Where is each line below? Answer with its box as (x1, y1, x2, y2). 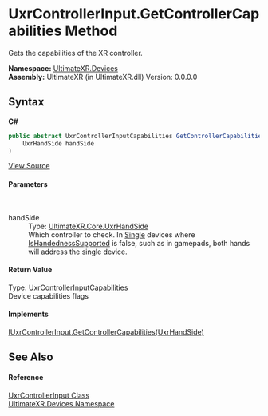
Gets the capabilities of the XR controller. (8, 48, 144, 57)
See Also (8, 351, 53, 364)
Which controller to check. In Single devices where (28, 229, 195, 240)
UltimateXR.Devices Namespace (8, 398, 115, 408)
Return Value (8, 265, 53, 275)
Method (65, 22, 118, 40)
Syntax (8, 95, 45, 109)
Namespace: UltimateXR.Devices (8, 63, 118, 73)
